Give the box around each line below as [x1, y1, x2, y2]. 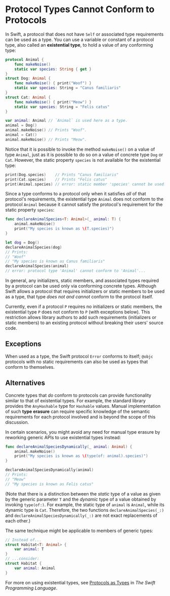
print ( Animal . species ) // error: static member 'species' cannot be [5, 182, 153, 187]
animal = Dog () [5, 123, 37, 128]
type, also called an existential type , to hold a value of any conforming [5, 42, 153, 48]
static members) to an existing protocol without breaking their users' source [5, 320, 163, 326]
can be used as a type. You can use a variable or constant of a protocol [5, 37, 154, 43]
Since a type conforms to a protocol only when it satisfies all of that [5, 191, 146, 197]
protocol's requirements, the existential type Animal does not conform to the [5, 196, 163, 202]
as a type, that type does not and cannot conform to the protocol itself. [5, 294, 153, 300]
